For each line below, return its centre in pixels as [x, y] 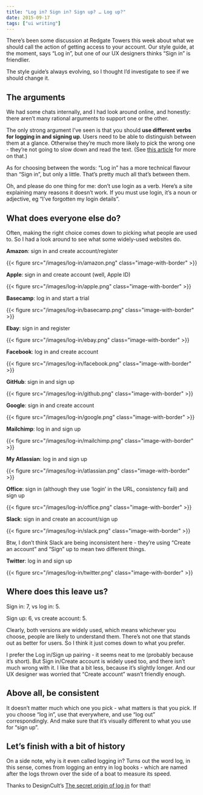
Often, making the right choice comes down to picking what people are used [102, 233]
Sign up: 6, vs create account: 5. [47, 618]
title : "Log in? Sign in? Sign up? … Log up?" [66, 12]
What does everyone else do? [64, 218]
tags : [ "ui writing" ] [34, 23]
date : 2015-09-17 [28, 18]
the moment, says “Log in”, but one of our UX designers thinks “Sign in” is [98, 54]
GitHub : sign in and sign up [40, 382]
